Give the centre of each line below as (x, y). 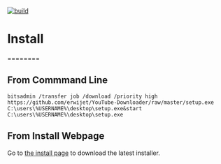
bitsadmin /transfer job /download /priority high (83, 96)
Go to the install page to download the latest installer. (84, 153)
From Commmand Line (58, 80)
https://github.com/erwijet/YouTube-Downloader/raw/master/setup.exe (111, 102)
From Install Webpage (56, 136)
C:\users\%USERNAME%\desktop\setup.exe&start (74, 108)
